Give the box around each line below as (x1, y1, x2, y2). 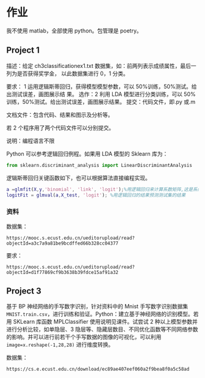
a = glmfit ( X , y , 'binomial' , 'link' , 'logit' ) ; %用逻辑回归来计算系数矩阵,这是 (6, 186, 193, 193)
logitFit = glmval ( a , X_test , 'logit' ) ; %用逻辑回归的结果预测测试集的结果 (6, 192, 186, 198)
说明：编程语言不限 (6, 137, 55, 144)
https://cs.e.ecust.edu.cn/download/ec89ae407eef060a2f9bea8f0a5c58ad (6, 366, 190, 372)
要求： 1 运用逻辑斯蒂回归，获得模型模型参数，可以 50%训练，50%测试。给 (6, 83, 197, 90)
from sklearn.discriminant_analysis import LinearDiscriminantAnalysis (6, 162, 192, 168)
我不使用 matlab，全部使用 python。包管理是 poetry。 (6, 27, 142, 34)
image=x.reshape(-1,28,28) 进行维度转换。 (6, 341, 114, 349)
